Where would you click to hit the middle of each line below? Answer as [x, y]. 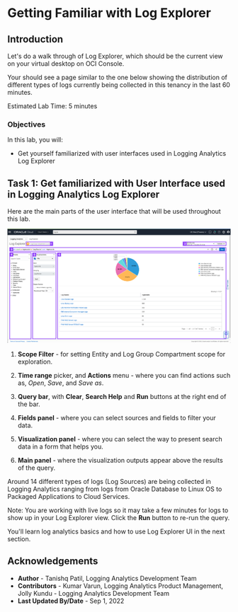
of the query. [36, 468]
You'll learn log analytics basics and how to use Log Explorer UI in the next [116, 531]
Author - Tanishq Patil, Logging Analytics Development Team [107, 578]
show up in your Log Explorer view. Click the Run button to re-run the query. [119, 517]
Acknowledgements [53, 561]
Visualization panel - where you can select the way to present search [120, 439]
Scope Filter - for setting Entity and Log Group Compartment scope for [121, 354]
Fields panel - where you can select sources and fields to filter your [117, 417]
